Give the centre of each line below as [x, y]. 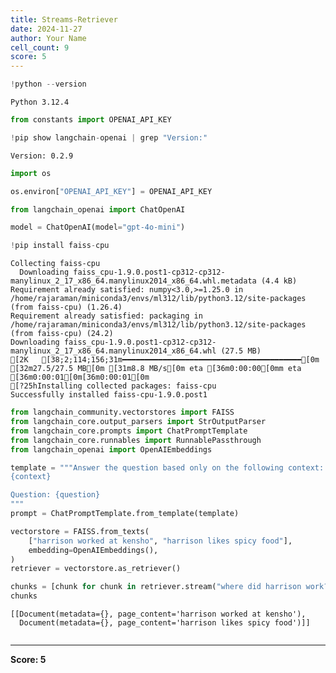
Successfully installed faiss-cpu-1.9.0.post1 [109, 395]
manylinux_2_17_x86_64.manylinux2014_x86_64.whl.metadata [133, 281]
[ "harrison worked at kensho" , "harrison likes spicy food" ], [160, 541]
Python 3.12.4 [40, 102]
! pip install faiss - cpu [60, 246]
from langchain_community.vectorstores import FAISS [122, 412]
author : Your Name [48, 38]
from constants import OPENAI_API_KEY [91, 120]
